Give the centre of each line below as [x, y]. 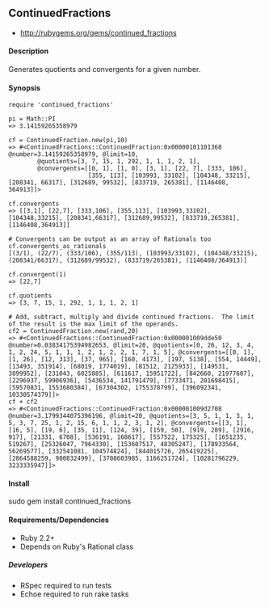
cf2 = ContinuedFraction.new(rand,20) [74, 331]
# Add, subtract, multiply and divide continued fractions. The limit [131, 317]
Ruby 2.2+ [37, 537]
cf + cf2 [23, 402]
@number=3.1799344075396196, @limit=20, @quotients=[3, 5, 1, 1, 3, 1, [131, 416]
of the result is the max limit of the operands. [94, 324]
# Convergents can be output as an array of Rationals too [110, 239]
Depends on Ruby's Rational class [77, 546]
